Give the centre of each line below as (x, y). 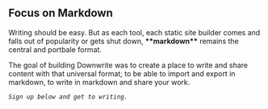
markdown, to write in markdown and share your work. (99, 82)
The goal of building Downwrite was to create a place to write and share (128, 65)
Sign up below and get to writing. (68, 97)
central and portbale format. (55, 49)
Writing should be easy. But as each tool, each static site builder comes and (134, 32)
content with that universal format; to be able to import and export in (122, 73)
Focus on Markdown (61, 13)
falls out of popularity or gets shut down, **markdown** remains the (124, 41)
